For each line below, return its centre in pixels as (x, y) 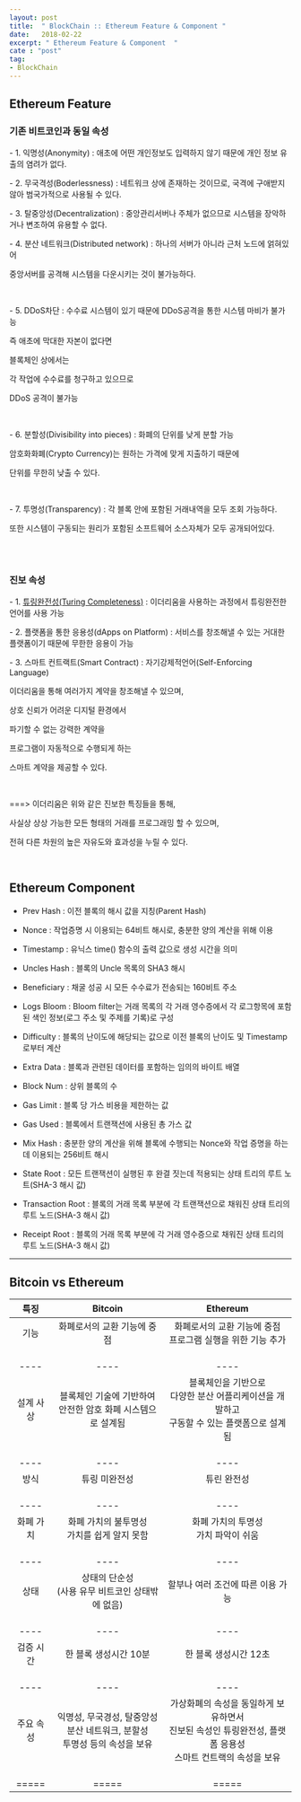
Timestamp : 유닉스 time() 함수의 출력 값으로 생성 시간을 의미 (130, 949)
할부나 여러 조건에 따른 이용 (222, 1585)
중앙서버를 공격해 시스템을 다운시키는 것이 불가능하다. (103, 274)
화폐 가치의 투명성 (228, 1522)
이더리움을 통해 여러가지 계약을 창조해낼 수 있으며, (97, 690)
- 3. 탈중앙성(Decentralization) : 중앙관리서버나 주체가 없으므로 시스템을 (136, 213)
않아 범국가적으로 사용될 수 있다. (66, 194)
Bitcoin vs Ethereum (67, 1283)
